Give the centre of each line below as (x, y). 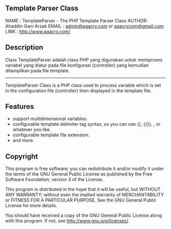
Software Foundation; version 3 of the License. (54, 180)
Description (24, 48)
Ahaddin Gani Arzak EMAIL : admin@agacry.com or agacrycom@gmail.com (84, 26)
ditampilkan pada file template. (38, 70)
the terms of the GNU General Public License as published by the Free (79, 174)
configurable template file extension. (51, 135)
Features (20, 107)
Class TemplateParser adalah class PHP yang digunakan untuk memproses (84, 60)
